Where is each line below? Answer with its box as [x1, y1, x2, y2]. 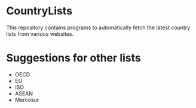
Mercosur [14, 96, 39, 103]
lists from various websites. [6, 30, 73, 37]
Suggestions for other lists [6, 51, 142, 65]
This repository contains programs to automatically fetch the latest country [6, 24, 191, 31]
